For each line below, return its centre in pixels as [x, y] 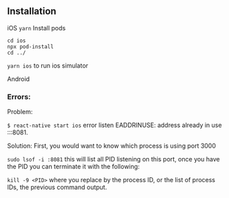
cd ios [17, 41]
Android [18, 79]
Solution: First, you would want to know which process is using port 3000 [111, 146]
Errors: [19, 97]
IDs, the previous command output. [57, 187]
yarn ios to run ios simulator [48, 66]
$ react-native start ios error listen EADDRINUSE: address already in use [114, 125]
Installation [32, 11]
